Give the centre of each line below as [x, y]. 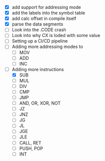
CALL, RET [30, 142]
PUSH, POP [31, 148]
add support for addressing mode [46, 7]
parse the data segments [37, 24]
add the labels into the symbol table [49, 13]
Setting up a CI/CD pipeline [40, 41]
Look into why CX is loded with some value [56, 35]
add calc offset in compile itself [44, 18]
